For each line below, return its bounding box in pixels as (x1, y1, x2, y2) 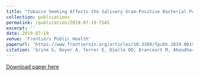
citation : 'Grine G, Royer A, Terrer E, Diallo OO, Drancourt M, (6, 47, 171, 53)
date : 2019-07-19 (6, 31, 49, 37)
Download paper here (6, 63, 59, 70)
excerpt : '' (6, 25, 36, 31)
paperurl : (6, 42, 31, 48)
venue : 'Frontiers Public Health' (6, 36, 92, 42)
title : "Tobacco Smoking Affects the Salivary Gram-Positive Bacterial (6, 8, 187, 15)
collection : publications (6, 14, 70, 20)
